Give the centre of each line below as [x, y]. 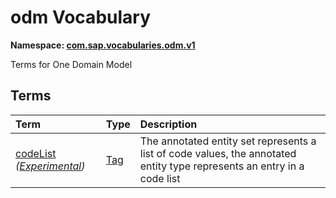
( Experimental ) [50, 166]
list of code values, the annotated [218, 153]
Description [168, 124]
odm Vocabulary [80, 17]
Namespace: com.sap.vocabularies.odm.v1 [103, 45]
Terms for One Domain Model [71, 64]
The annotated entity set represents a [228, 141]
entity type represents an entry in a [222, 166]
